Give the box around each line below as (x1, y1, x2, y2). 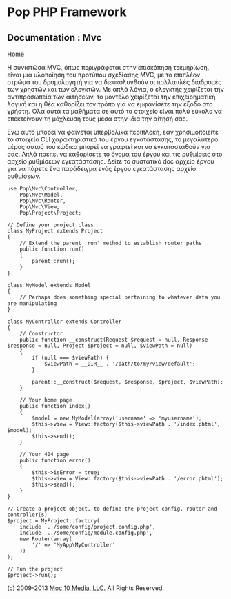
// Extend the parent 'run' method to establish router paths (19, 239, 202, 246)
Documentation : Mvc (7, 32, 102, 43)
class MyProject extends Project (7, 228, 103, 235)
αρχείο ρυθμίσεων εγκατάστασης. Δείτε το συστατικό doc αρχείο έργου (7, 157, 215, 166)
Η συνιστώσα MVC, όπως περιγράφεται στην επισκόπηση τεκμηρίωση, (7, 63, 210, 71)
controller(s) (7, 511, 48, 518)
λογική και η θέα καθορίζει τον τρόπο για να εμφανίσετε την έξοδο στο (7, 100, 213, 108)
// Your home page (19, 397, 72, 404)
